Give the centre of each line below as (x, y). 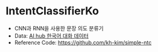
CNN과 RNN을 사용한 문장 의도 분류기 (59, 28)
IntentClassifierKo (52, 11)
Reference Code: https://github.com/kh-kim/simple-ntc (83, 42)
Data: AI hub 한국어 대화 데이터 (51, 36)
